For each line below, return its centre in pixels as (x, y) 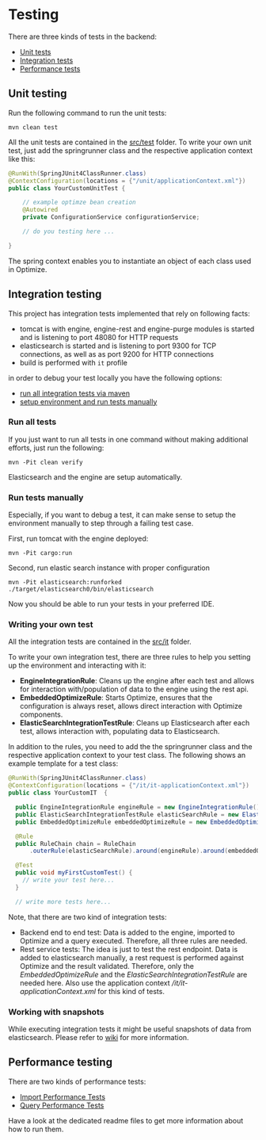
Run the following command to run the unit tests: (87, 113)
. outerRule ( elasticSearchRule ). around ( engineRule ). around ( (128, 851)
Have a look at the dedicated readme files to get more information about (126, 1120)
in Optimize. (28, 269)
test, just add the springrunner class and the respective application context (131, 150)
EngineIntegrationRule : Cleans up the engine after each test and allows (137, 681)
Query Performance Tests (62, 1105)
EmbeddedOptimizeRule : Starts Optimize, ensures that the (116, 698)
